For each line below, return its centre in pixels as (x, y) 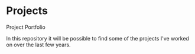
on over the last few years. (38, 45)
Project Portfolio (26, 27)
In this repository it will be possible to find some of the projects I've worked (97, 38)
